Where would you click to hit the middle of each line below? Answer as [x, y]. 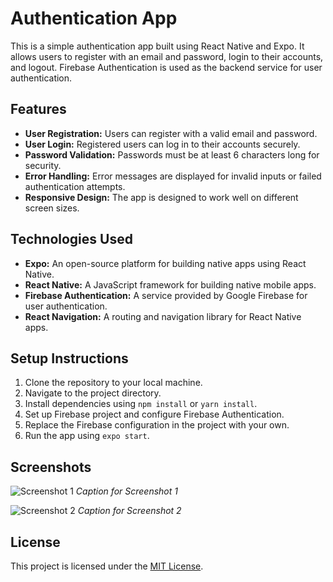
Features [38, 109]
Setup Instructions [69, 358]
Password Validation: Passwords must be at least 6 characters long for [172, 154]
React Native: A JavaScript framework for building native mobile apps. [170, 284]
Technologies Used [71, 239]
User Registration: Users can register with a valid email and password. [171, 133]
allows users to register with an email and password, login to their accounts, [167, 56]
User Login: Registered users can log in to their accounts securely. [162, 144]
